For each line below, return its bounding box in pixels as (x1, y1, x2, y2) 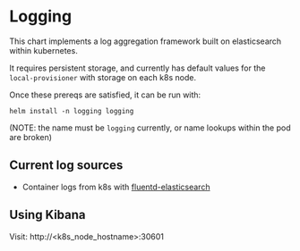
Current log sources (9, 158, 124, 173)
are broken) (9, 131, 52, 142)
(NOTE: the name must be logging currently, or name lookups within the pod (9, 122, 291, 133)
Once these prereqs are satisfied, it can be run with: (9, 89, 201, 100)
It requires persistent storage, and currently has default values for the (9, 63, 266, 73)
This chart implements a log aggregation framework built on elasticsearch (9, 36, 282, 46)
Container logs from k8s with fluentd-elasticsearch (21, 181, 210, 192)
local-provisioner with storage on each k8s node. (9, 71, 197, 82)
